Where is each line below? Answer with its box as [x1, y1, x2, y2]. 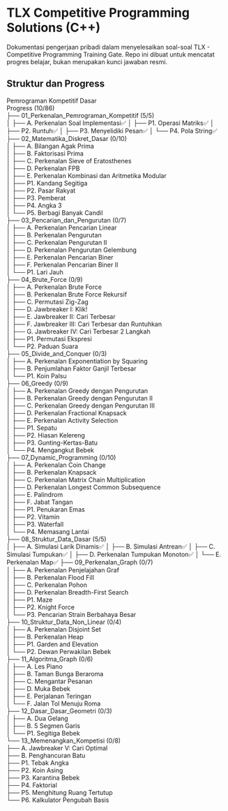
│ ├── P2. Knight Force [6, 602, 75, 611]
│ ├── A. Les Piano [6, 662, 63, 671]
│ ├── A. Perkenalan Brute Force [6, 283, 102, 291]
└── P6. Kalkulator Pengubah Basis [6, 796, 109, 804]
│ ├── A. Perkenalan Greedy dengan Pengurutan [6, 386, 149, 395]
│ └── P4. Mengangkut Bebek [6, 445, 95, 454]
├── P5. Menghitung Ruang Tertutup [6, 788, 113, 796]
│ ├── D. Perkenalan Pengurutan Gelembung [6, 246, 137, 254]
